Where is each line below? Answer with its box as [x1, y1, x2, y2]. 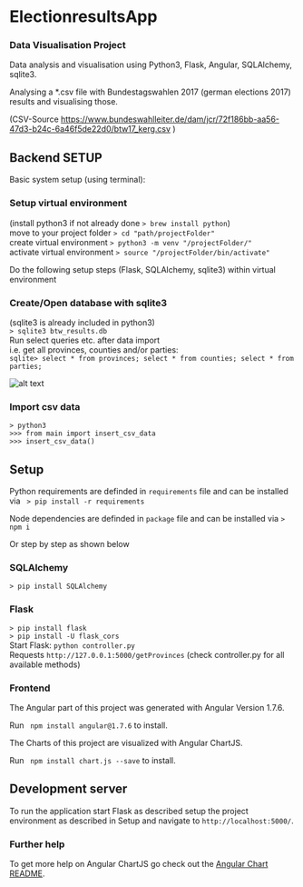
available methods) [9, 659, 81, 670]
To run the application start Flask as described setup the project [9, 805, 249, 816]
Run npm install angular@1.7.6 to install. [9, 720, 168, 731]
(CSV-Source [9, 114, 59, 125]
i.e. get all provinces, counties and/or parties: [9, 344, 179, 355]
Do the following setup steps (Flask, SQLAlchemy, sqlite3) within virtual [9, 264, 277, 274]
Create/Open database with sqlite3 [9, 296, 168, 309]
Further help [9, 838, 65, 851]
